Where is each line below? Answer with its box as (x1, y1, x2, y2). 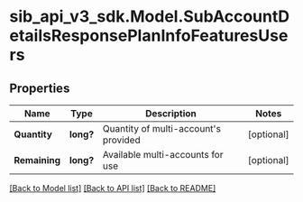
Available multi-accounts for (102, 149, 224, 161)
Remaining (14, 154, 61, 166)
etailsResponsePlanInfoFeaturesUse (9, 25, 289, 46)
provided (102, 133, 142, 146)
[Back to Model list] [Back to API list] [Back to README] (9, 183, 216, 193)
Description (145, 107, 197, 119)
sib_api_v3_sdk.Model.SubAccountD (9, 6, 290, 27)
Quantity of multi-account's (102, 123, 221, 134)
